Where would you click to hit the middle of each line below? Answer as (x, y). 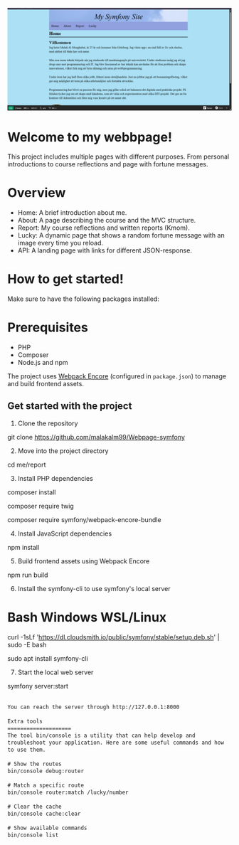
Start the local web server (55, 672)
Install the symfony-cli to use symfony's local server (94, 588)
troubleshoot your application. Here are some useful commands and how (116, 743)
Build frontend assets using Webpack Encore (84, 561)
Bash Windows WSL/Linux (87, 618)
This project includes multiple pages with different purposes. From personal (118, 156)
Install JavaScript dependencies (65, 533)
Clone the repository (48, 423)
